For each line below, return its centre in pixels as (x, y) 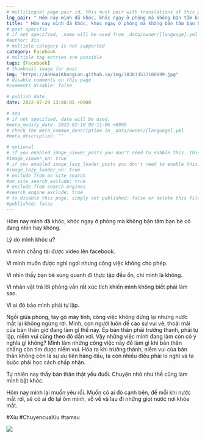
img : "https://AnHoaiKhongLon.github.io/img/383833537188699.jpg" (92, 74)
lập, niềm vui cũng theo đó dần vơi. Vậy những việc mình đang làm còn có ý (101, 336)
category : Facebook (31, 52)
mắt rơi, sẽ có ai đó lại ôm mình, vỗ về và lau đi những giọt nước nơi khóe (98, 399)
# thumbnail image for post (42, 69)
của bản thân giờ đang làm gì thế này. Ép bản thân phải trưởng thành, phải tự (103, 329)
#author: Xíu (23, 40)
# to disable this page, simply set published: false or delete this (97, 198)
